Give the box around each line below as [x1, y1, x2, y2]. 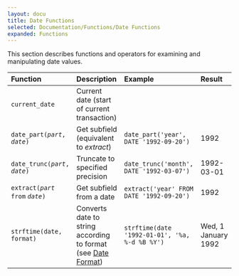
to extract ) [76, 142, 112, 152]
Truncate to [76, 154, 115, 164]
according [76, 230, 110, 240]
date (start [76, 95, 112, 105]
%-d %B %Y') [124, 238, 165, 246]
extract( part [11, 184, 55, 192]
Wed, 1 [200, 221, 225, 231]
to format [76, 239, 107, 249]
